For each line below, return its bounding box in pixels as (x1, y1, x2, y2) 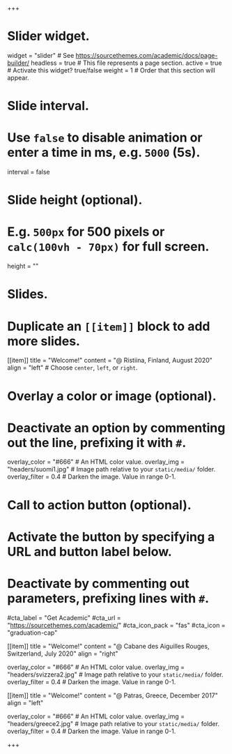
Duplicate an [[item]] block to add (7, 318, 210, 334)
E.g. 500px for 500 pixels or (7, 224, 165, 240)
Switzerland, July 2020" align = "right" (7, 649, 118, 658)
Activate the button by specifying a (7, 529, 215, 545)
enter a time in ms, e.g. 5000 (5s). (7, 144, 201, 160)
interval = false (7, 168, 50, 176)
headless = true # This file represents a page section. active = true (31, 59, 222, 67)
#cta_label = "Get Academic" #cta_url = (7, 613, 121, 621)
